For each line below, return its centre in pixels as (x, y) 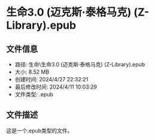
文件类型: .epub (34, 94)
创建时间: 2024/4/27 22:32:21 (51, 79)
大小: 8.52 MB (32, 72)
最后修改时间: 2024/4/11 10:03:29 (56, 87)
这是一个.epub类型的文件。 (39, 130)
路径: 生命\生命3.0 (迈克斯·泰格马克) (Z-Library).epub (80, 64)
